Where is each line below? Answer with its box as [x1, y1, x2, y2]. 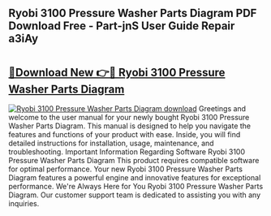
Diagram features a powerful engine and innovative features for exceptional [8, 173, 261, 182]
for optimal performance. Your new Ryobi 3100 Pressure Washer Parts [8, 164, 243, 174]
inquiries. [8, 199, 40, 208]
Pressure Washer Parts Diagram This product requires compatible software [8, 156, 260, 165]
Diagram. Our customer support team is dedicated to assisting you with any [8, 190, 261, 200]
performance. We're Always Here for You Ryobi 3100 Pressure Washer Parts [8, 182, 264, 191]
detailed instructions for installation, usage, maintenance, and [8, 138, 214, 148]
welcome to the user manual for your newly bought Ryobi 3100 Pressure [8, 113, 250, 122]
